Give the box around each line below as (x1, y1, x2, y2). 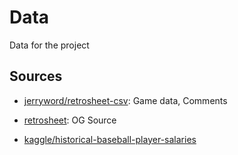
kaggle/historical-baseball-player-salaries (23, 133, 197, 145)
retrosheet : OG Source (23, 114, 117, 126)
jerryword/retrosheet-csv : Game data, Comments (23, 94, 228, 106)
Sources (9, 68, 63, 85)
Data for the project (9, 39, 90, 51)
